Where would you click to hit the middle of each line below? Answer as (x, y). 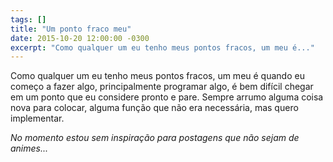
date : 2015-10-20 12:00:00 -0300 (80, 38)
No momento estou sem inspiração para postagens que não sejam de (155, 138)
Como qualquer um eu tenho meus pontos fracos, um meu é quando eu (157, 76)
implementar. (37, 118)
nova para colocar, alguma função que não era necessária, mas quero (154, 108)
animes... (29, 148)
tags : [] (28, 19)
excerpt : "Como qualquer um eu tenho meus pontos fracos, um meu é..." (162, 47)
